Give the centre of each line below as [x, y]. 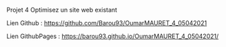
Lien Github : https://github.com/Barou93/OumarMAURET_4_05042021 [107, 23]
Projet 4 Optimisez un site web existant [62, 10]
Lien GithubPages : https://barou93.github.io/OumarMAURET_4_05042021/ [113, 36]
